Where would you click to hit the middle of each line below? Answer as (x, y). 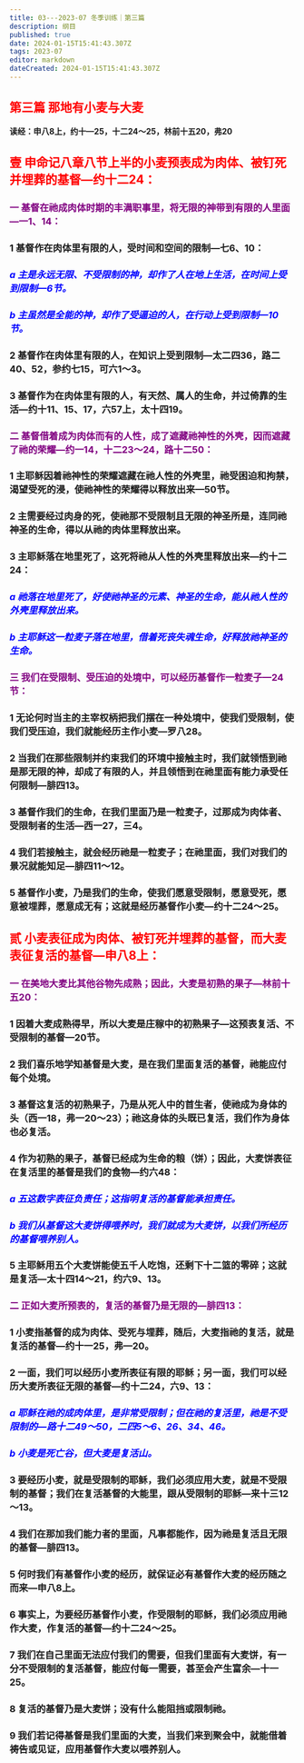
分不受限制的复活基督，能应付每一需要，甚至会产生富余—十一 (144, 1668)
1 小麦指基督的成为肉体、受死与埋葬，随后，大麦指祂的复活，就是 (152, 1332)
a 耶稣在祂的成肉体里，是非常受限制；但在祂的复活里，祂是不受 (148, 1413)
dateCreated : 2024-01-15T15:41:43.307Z (85, 69)
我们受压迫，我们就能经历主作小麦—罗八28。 (108, 731)
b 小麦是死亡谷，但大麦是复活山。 (83, 1453)
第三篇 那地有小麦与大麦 (76, 108)
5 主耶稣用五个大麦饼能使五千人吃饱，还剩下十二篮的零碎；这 (144, 1266)
